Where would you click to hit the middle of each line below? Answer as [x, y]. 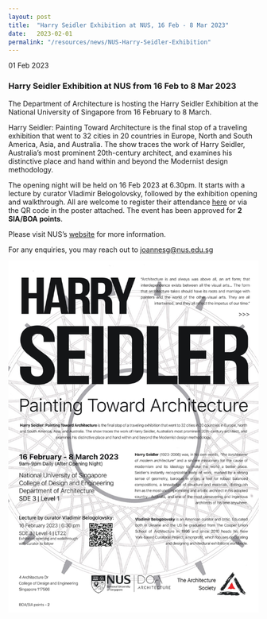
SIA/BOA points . [36, 219]
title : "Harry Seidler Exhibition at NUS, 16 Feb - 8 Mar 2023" [118, 25]
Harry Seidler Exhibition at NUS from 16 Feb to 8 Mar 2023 [122, 86]
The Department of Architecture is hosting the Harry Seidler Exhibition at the [133, 103]
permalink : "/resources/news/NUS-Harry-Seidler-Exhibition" [110, 42]
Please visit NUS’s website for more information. [87, 234]
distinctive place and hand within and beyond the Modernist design [118, 161]
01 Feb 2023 [29, 66]
